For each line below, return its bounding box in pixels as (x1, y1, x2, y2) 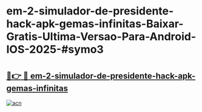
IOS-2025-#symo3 (6, 43, 104, 57)
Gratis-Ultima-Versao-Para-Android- (6, 30, 197, 43)
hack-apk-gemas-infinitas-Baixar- (6, 17, 184, 31)
